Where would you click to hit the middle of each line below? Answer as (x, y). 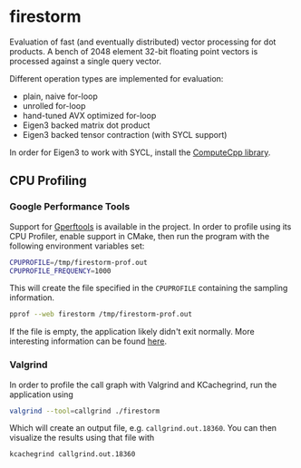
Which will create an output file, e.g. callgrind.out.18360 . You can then (143, 428)
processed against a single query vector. (85, 61)
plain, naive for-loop (60, 96)
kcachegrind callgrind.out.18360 (73, 454)
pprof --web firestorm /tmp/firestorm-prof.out (101, 315)
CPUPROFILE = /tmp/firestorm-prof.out (78, 262)
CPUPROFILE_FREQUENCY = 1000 (60, 271)
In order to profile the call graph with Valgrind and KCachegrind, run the (143, 385)
